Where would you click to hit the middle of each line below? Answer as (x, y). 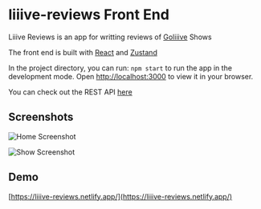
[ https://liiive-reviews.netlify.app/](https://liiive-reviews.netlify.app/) (120, 196)
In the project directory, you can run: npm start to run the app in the (120, 68)
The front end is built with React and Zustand (83, 52)
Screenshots (41, 117)
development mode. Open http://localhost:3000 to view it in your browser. (131, 76)
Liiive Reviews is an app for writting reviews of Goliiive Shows (110, 37)
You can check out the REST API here (70, 92)
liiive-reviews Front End (89, 15)
